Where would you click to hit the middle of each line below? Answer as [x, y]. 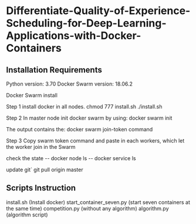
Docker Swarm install [32, 95]
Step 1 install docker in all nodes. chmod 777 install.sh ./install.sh [84, 106]
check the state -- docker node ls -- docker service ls [71, 158]
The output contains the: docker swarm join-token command [80, 129]
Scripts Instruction [41, 188]
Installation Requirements [54, 69]
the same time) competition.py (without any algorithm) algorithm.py [87, 208]
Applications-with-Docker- [74, 36]
